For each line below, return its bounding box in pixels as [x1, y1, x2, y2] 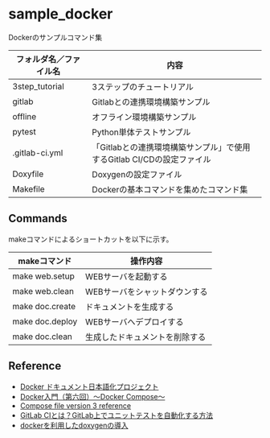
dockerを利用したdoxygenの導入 [19, 420, 129, 430]
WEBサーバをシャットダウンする [84, 286, 208, 297]
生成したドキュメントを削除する [84, 331, 207, 342]
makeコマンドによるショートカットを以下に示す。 [8, 234, 174, 244]
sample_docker [8, 5, 113, 23]
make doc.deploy [12, 316, 78, 327]
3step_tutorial [12, 81, 64, 92]
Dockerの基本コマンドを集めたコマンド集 [92, 184, 248, 195]
